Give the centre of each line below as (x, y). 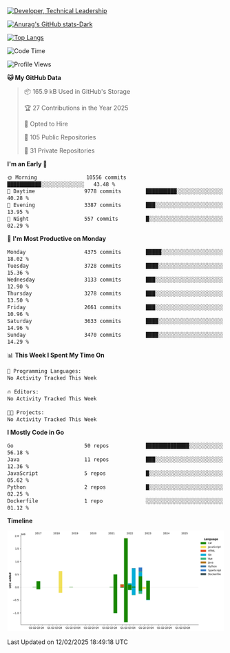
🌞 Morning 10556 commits (67, 177)
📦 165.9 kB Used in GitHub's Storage (77, 91)
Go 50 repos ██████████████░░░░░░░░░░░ (115, 446)
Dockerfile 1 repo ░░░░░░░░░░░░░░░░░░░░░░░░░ (115, 501)
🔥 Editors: (23, 392)
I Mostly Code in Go (35, 432)
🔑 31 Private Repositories (59, 150)
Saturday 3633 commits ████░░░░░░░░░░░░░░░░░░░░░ (115, 321)
